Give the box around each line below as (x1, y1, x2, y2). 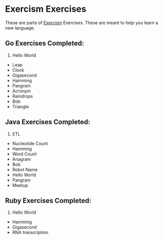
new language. (5, 25, 35, 30)
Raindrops (12, 93, 33, 99)
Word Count (12, 151, 37, 157)
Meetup (12, 182, 28, 188)
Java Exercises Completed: (5, 118, 91, 126)
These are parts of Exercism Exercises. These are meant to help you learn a (5, 20, 159, 26)
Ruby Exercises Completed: (5, 196, 92, 205)
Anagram (12, 156, 31, 162)
